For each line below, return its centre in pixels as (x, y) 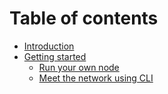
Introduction (49, 46)
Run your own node (79, 67)
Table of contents (84, 18)
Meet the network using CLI (96, 78)
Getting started (55, 56)
